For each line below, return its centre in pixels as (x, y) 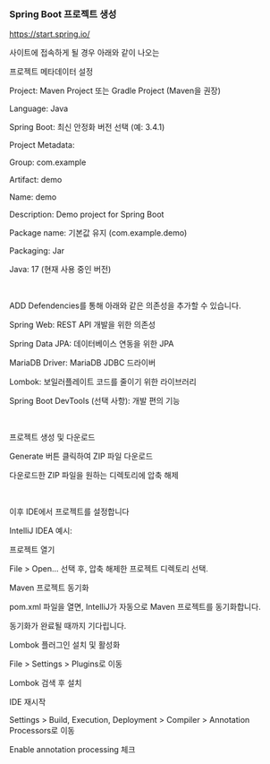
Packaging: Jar (37, 251)
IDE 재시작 (28, 702)
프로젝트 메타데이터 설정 (51, 72)
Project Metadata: (42, 145)
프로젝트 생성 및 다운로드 (52, 437)
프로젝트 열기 (32, 550)
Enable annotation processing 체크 (72, 750)
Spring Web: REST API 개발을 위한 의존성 (83, 325)
